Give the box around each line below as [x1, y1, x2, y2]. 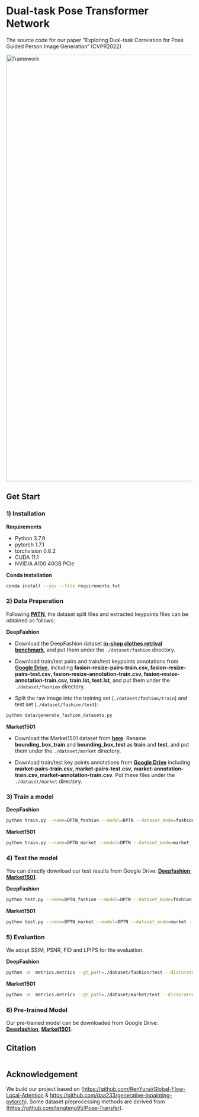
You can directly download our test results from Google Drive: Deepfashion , [6, 867, 192, 874]
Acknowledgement [6, 1069, 78, 1080]
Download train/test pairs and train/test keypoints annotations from [14, 657, 179, 665]
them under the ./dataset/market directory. [14, 747, 121, 754]
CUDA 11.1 [14, 553, 39, 561]
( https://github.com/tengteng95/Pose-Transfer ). [6, 1104, 123, 1111]
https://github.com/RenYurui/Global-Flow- [82, 1085, 186, 1092]
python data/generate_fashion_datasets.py [6, 712, 113, 718]
